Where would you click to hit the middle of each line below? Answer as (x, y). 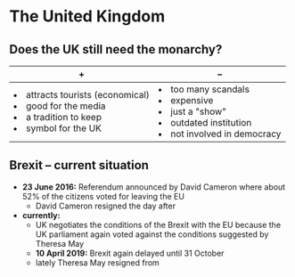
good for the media (66, 106)
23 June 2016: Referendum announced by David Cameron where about (154, 187)
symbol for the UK (64, 128)
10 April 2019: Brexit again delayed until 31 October (130, 253)
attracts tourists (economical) (88, 95)
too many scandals (210, 89)
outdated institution (211, 122)
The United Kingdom (87, 16)
